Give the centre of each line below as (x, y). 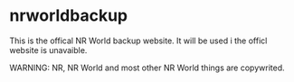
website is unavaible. (48, 50)
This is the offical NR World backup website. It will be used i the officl (138, 41)
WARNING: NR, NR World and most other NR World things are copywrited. (147, 68)
